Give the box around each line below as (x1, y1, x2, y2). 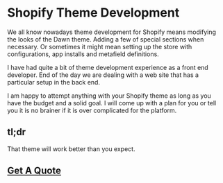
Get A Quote (7, 165, 61, 177)
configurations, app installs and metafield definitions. (7, 50, 160, 58)
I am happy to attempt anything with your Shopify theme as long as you (7, 91, 212, 100)
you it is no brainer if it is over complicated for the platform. (7, 106, 177, 114)
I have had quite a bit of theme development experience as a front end (7, 63, 208, 71)
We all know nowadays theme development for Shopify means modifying (7, 28, 217, 36)
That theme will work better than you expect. (7, 144, 135, 153)
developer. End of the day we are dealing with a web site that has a (7, 71, 199, 79)
